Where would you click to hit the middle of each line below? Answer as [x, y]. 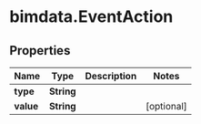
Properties [40, 51]
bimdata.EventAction [91, 17]
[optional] [166, 106]
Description [111, 76]
